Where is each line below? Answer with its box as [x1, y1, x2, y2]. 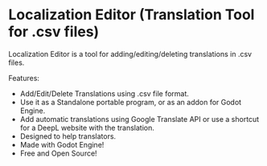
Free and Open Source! [19, 148, 98, 158]
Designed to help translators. [19, 131, 117, 141]
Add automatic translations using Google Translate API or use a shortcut [19, 114, 260, 123]
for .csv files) [8, 22, 100, 41]
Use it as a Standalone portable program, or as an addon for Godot [19, 97, 242, 107]
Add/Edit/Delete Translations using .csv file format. [19, 88, 189, 98]
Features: [8, 73, 40, 83]
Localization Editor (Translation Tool [8, 6, 255, 24]
